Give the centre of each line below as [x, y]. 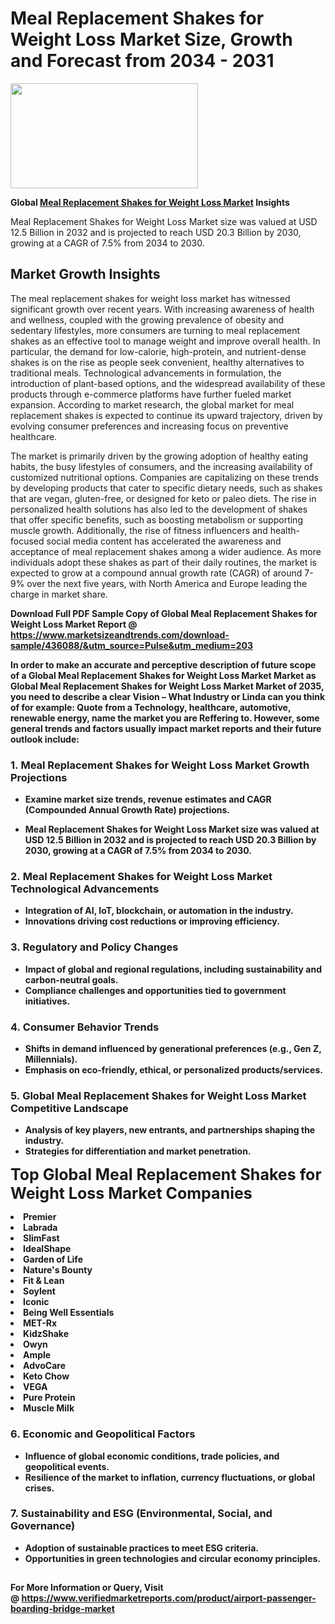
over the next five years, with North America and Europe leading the [167, 583]
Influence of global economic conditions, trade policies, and [152, 1456]
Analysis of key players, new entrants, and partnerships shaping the [170, 1130]
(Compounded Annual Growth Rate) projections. [127, 810]
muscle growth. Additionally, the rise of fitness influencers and [139, 530]
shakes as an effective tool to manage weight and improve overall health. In [165, 341]
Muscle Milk [49, 1408]
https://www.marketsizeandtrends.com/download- [120, 634]
